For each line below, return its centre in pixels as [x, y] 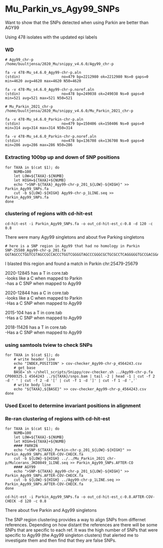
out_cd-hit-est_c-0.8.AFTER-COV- [121, 497]
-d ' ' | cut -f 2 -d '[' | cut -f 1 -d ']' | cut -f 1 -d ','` [71, 381]
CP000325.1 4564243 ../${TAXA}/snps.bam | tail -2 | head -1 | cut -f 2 [80, 377]
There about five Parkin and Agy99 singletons [51, 510]
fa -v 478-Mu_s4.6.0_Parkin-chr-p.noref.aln [51, 137]
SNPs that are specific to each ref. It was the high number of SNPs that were [81, 530]
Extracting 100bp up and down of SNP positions [62, 157]
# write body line [32, 385]
